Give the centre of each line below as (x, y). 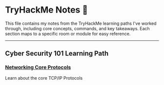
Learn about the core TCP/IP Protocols (44, 78)
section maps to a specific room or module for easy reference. (68, 34)
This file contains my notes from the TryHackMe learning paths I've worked (81, 23)
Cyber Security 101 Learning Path (57, 54)
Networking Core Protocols (38, 68)
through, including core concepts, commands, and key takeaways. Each (77, 28)
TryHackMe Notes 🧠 (47, 10)
